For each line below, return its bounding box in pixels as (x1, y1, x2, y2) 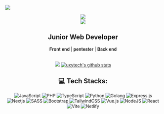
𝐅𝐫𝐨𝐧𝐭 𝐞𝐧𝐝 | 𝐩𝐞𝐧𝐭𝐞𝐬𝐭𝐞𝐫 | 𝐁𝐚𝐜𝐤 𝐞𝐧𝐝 (49, 46, 117, 52)
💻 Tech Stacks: (58, 77, 108, 85)
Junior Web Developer (47, 33, 119, 42)
